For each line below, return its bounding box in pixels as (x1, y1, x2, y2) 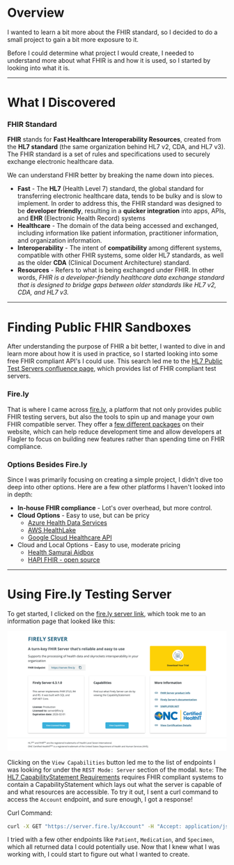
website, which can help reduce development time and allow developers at (7, 427, 222, 436)
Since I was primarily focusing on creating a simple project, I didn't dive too (7, 475, 224, 484)
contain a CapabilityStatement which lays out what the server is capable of (7, 780, 222, 788)
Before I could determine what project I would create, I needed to (7, 49, 194, 57)
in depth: (7, 490, 33, 498)
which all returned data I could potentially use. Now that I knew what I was (7, 843, 221, 851)
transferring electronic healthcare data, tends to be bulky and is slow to (17, 192, 223, 200)
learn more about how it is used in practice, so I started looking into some (7, 350, 218, 358)
